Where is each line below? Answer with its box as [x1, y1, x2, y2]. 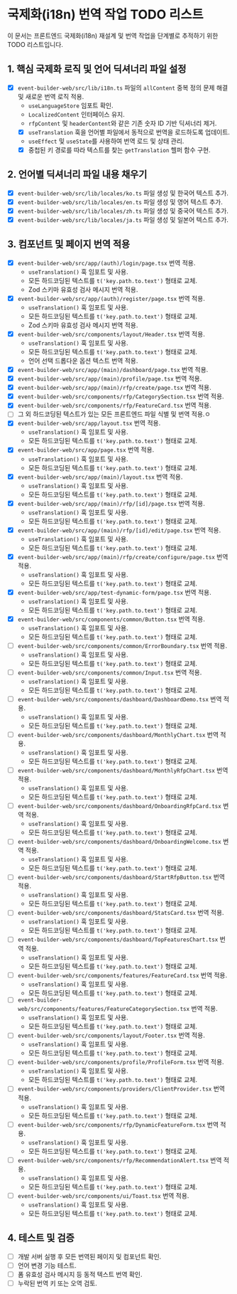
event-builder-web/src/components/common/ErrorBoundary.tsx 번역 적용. [17, 641, 228, 649]
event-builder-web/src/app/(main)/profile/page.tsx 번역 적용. [17, 374, 202, 383]
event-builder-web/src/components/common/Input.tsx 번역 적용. [17, 668, 202, 677]
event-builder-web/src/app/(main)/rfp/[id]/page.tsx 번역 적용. [17, 499, 206, 507]
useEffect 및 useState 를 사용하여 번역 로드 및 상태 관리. [28, 137, 184, 145]
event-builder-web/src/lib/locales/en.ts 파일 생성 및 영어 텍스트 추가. [17, 197, 224, 206]
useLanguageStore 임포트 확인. [28, 101, 114, 110]
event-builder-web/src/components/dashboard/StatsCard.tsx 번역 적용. [17, 908, 225, 917]
